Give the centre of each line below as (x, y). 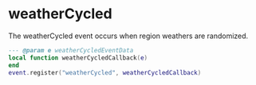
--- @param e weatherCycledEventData (71, 50)
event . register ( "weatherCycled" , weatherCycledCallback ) (105, 72)
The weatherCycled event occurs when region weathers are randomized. (128, 36)
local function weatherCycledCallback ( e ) (78, 58)
